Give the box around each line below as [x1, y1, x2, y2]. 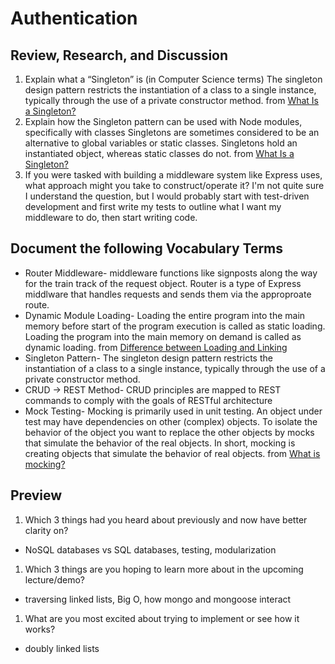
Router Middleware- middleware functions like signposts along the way [24, 267, 318, 279]
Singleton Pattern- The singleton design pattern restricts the [24, 352, 273, 364]
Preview [10, 487, 63, 504]
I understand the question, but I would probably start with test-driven [24, 190, 310, 202]
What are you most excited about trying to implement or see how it [24, 612, 300, 624]
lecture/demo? [24, 573, 86, 586]
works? [24, 623, 56, 635]
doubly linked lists [24, 642, 100, 654]
